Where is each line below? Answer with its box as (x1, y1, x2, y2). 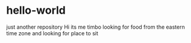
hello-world (6, 4, 66, 17)
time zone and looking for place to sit (6, 29, 98, 36)
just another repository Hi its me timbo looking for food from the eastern (6, 23, 185, 30)
